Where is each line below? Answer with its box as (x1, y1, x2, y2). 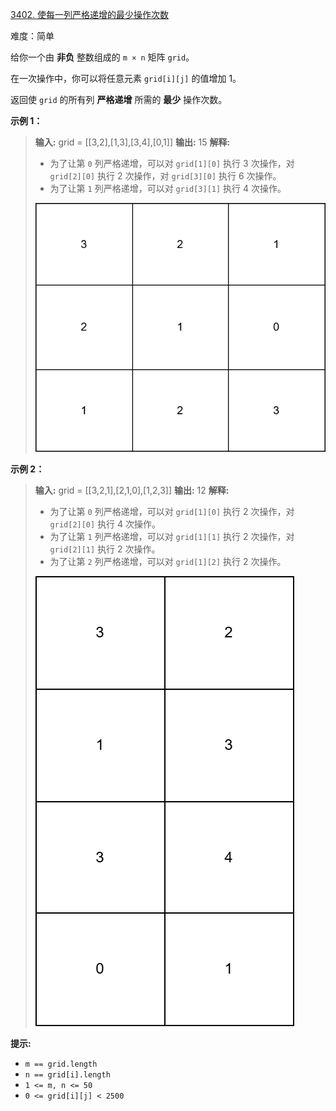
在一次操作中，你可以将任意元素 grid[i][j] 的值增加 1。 (10, 73, 242, 84)
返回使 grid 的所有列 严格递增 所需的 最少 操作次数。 (10, 94, 228, 105)
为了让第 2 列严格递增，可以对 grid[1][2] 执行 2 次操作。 (49, 556, 287, 568)
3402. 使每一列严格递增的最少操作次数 (10, 9, 170, 20)
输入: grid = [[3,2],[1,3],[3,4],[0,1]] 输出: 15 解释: (34, 136, 231, 148)
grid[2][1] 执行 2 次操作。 (49, 543, 161, 555)
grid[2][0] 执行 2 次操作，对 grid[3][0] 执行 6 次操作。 (49, 170, 282, 182)
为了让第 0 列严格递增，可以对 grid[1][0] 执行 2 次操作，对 (49, 506, 295, 518)
